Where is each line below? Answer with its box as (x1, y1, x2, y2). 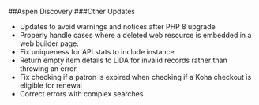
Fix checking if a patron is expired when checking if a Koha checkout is (19, 73, 252, 81)
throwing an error (19, 64, 77, 73)
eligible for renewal (19, 81, 83, 90)
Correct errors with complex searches (19, 89, 144, 98)
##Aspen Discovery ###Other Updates (8, 7, 136, 16)
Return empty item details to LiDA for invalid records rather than (19, 55, 227, 65)
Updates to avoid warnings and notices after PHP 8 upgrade (19, 22, 216, 31)
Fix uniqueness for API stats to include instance (19, 47, 175, 56)
